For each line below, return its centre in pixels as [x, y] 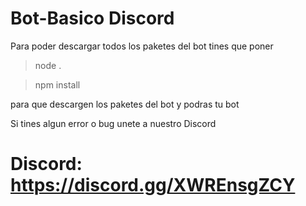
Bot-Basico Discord [92, 18]
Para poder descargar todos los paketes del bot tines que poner [142, 46]
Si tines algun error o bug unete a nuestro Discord [113, 123]
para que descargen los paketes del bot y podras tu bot [125, 104]
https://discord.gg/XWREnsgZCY [153, 185]
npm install [57, 84]
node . [48, 65]
